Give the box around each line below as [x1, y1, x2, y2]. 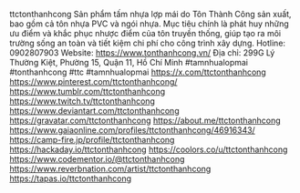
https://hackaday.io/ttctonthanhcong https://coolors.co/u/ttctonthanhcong [9, 144, 288, 155]
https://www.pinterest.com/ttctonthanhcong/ [9, 76, 178, 86]
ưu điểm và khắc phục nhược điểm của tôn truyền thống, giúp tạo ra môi [9, 28, 281, 38]
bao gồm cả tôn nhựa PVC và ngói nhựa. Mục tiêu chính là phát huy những [9, 18, 289, 29]
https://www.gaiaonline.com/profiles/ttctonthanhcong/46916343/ [9, 125, 255, 136]
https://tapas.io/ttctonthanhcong [9, 173, 132, 184]
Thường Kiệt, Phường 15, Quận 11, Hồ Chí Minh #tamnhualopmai [9, 57, 249, 67]
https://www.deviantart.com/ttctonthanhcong [9, 106, 180, 116]
